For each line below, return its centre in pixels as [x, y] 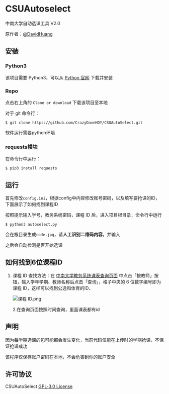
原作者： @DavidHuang [29, 34]
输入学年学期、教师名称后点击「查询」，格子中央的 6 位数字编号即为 [91, 281]
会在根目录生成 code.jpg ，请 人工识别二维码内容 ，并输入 [63, 235]
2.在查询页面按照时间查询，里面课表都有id [56, 309]
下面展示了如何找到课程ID [32, 205]
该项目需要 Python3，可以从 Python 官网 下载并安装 [59, 77]
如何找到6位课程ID [34, 263]
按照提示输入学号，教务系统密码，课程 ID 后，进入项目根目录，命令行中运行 [83, 215]
